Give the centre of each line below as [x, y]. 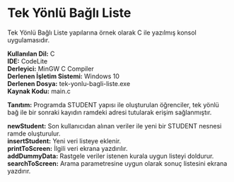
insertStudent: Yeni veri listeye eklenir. [64, 141]
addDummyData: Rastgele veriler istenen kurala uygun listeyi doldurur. [111, 156]
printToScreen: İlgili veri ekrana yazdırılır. [68, 148]
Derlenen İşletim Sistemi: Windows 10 [64, 76]
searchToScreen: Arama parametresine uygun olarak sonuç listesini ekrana [117, 163]
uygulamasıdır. [29, 40]
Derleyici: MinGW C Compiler [51, 68]
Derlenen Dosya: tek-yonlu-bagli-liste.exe [69, 83]
